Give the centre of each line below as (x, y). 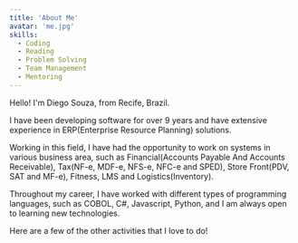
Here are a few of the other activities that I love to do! (109, 230)
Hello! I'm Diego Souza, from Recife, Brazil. (90, 102)
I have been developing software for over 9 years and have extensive (138, 120)
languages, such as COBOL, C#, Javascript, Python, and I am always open (148, 203)
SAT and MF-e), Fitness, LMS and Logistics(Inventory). (112, 176)
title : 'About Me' (44, 18)
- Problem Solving (53, 60)
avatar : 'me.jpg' (42, 26)
